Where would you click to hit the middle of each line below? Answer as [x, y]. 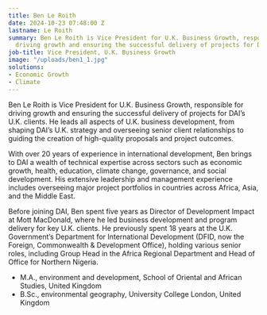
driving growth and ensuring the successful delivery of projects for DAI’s [127, 113]
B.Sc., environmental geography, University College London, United [130, 294]
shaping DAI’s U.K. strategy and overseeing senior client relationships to [126, 130]
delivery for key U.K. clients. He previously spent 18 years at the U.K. [120, 228]
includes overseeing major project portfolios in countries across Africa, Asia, [133, 187]
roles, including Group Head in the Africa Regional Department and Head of [132, 253]
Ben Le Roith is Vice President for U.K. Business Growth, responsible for [126, 105]
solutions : [26, 67]
